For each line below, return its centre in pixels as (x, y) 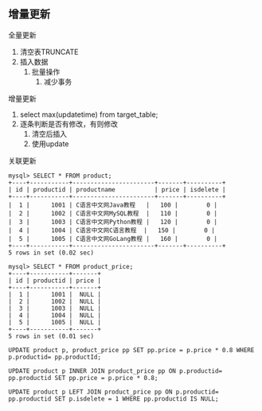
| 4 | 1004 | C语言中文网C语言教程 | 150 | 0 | (111, 230)
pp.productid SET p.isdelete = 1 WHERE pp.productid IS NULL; (113, 399)
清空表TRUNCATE (49, 52)
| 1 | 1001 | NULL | (55, 294)
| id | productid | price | (55, 281)
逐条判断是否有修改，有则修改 (68, 124)
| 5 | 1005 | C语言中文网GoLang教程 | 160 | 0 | (113, 238)
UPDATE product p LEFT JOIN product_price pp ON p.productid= (113, 392)
